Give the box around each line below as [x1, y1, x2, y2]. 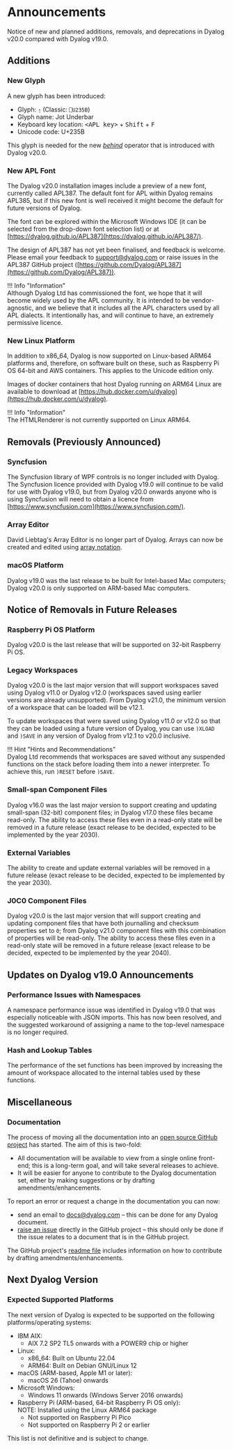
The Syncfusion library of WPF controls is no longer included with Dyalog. [7, 472, 219, 481]
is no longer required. [7, 1028, 69, 1036]
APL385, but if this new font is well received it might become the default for [7, 196, 224, 204]
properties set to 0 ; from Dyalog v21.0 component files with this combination [7, 927, 226, 935]
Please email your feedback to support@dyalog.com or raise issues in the [7, 252, 219, 261]
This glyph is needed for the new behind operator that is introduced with [7, 141, 215, 149]
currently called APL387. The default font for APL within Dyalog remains [7, 189, 214, 197]
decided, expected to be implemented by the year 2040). [7, 949, 172, 957]
